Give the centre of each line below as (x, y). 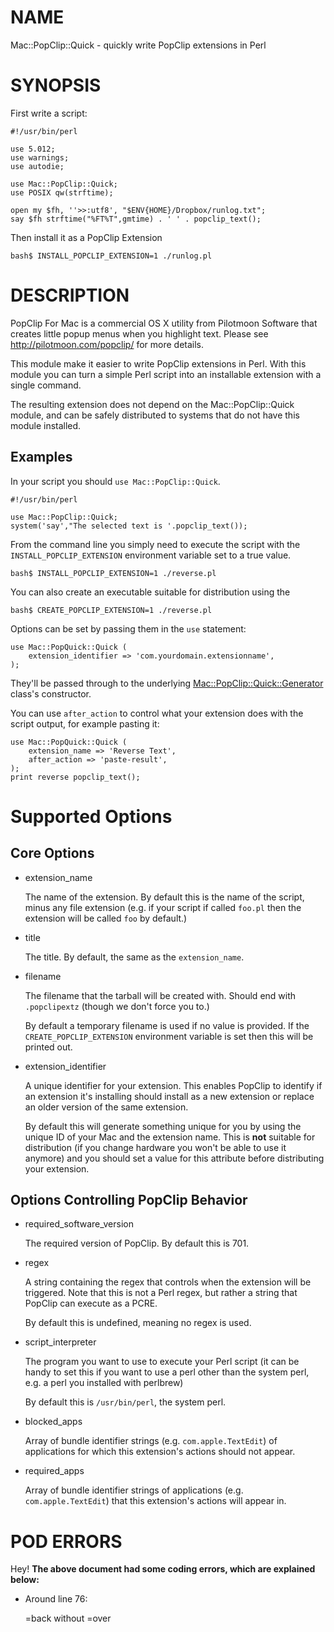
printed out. (48, 1047)
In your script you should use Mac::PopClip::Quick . (115, 481)
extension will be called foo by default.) (106, 918)
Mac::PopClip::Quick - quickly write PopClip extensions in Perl (138, 45)
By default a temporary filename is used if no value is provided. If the (167, 1025)
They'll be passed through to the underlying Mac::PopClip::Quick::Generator (167, 683)
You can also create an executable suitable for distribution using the (150, 592)
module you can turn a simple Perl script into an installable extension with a (166, 374)
